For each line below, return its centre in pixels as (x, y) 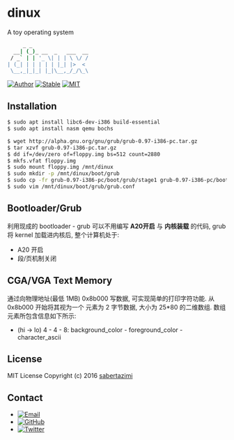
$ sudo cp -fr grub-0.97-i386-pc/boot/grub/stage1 (82, 180)
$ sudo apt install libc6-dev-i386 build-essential (84, 122)
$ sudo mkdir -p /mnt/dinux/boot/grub (63, 174)
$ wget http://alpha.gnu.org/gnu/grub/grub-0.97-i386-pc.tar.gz (102, 141)
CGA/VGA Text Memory (60, 281)
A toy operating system (41, 32)
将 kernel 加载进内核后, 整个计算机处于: (63, 234)
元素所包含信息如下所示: (42, 316)
